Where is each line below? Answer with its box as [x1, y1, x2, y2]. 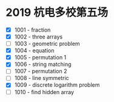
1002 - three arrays [14, 33, 63, 40]
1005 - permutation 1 [14, 54, 67, 61]
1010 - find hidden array [14, 88, 74, 95]
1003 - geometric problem [14, 40, 80, 48]
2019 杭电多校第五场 [5, 5, 109, 20]
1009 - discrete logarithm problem [14, 81, 100, 89]
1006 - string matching [14, 60, 72, 68]
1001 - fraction [14, 26, 51, 34]
